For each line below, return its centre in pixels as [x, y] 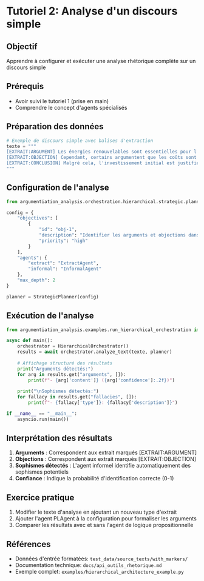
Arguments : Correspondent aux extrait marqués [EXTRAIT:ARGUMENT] [106, 452]
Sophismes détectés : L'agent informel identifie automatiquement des [103, 466]
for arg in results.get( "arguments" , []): [72, 374]
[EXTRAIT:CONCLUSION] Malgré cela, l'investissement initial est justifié [103, 163]
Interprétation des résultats [59, 438]
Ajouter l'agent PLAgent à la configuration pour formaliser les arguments [106, 519]
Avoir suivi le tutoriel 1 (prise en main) [62, 101]
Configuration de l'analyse [58, 188]
